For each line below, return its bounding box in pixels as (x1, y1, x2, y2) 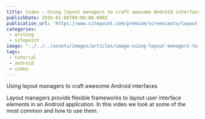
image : (6, 43, 23, 49)
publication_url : (6, 20, 51, 26)
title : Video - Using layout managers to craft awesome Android (6, 9, 173, 15)
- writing (9, 32, 34, 38)
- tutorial (9, 54, 37, 60)
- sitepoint (9, 37, 40, 43)
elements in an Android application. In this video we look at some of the (6, 101, 186, 108)
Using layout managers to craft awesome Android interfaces (6, 82, 157, 90)
